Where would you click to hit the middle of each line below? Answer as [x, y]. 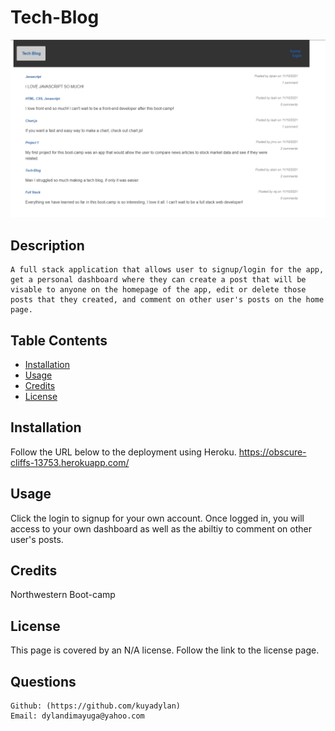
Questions [43, 681]
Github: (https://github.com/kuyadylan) [96, 706]
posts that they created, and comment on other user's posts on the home [167, 300]
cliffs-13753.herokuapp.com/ [70, 462]
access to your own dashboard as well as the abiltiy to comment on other [161, 528]
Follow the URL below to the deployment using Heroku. [123, 452]
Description [47, 245]
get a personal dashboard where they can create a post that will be [158, 280]
